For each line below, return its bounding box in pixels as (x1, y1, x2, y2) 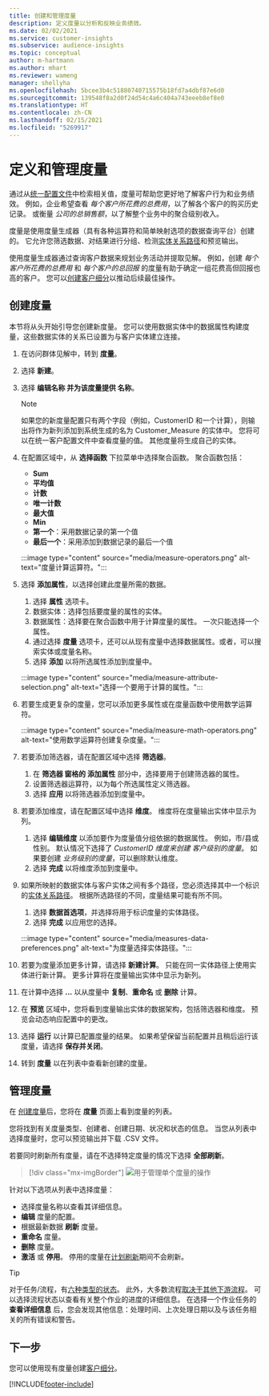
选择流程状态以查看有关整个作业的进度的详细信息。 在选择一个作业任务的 (15, 1295, 257, 1305)
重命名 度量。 (20, 1232, 66, 1242)
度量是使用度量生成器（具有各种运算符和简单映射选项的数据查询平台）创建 (9, 225, 255, 235)
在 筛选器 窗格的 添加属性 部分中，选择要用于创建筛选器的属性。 (32, 769, 244, 778)
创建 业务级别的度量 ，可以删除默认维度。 (46, 853, 183, 862)
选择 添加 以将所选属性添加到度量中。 (32, 656, 157, 666)
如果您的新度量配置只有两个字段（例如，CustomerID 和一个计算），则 (20, 415, 249, 425)
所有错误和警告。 (22, 1315, 79, 1325)
